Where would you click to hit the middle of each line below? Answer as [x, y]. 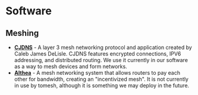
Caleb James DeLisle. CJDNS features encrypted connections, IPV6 [98, 54]
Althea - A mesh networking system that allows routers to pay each [97, 73]
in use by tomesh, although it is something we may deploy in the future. [102, 85]
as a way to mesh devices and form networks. [70, 66]
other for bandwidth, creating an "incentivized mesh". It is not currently [101, 79]
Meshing [22, 33]
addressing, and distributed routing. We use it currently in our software [101, 60]
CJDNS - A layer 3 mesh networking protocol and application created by [103, 47]
